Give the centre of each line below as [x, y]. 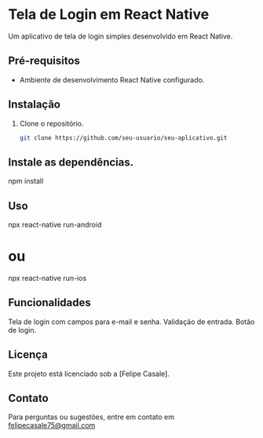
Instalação [35, 105]
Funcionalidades [50, 303]
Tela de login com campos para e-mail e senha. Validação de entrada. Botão [131, 321]
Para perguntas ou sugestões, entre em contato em [91, 417]
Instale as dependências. [71, 162]
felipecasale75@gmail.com [52, 425]
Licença [28, 355]
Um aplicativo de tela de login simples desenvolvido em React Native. [121, 36]
